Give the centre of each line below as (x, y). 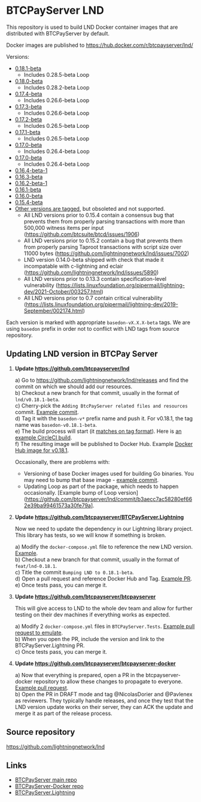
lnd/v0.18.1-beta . (37, 399)
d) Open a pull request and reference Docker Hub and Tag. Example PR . (103, 578)
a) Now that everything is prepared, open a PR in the (80, 675)
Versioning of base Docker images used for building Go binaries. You (109, 473)
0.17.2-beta (28, 119)
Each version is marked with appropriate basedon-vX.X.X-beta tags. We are (98, 322)
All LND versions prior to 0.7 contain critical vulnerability (93, 298)
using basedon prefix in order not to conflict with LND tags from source (93, 328)
